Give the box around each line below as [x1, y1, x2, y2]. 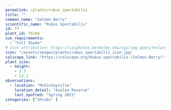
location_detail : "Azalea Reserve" [14, 87, 90, 93]
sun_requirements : [5, 36, 44, 41]
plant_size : [5, 59, 31, 64]
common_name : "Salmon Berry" [5, 17, 67, 22]
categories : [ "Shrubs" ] [5, 97, 58, 102]
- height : [10, 64, 31, 69]
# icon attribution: [5, 45, 49, 50]
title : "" [5, 12, 26, 17]
